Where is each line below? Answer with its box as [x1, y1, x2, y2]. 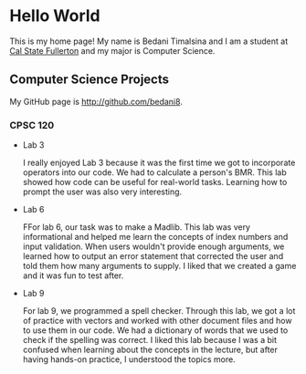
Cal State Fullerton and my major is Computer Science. [9, 45, 216, 56]
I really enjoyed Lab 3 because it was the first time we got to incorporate [22, 157, 296, 169]
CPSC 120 [9, 119, 55, 131]
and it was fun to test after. [22, 270, 124, 281]
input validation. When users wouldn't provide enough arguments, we [22, 241, 285, 252]
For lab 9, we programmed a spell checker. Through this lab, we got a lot [22, 306, 296, 317]
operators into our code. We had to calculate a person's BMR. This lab [22, 167, 288, 178]
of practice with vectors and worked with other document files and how [22, 316, 292, 327]
